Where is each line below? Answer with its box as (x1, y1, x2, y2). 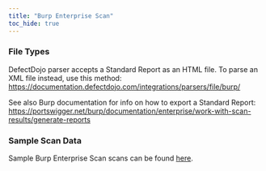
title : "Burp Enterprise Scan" (8, 11, 114, 20)
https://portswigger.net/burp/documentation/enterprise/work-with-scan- (8, 106, 251, 116)
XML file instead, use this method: (8, 73, 122, 83)
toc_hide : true (8, 19, 60, 28)
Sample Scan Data (8, 135, 82, 146)
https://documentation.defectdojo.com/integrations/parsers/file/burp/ (8, 82, 241, 92)
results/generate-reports (8, 114, 91, 124)
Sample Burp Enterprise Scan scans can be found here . (8, 153, 194, 163)
